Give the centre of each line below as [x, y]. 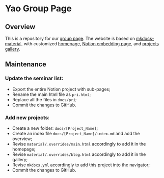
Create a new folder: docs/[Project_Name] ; [55, 128]
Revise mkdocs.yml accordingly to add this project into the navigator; [81, 165]
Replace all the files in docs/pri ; [44, 99]
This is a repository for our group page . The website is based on [70, 38]
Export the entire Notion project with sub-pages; [61, 89]
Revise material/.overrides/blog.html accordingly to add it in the [79, 154]
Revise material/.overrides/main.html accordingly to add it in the [79, 144]
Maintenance [26, 64]
